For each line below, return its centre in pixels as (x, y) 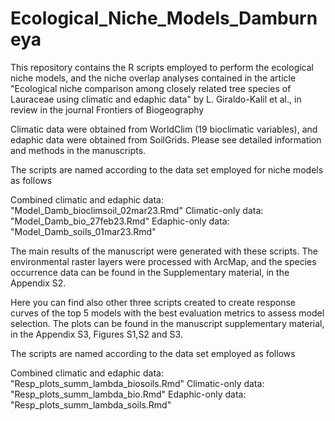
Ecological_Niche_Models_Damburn (164, 18)
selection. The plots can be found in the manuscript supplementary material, (167, 323)
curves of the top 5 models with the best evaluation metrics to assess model (167, 313)
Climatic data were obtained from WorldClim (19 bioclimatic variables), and (164, 129)
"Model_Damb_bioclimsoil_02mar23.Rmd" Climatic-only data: (137, 210)
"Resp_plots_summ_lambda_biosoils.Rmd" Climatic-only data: (137, 383)
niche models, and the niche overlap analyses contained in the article (153, 78)
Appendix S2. (38, 283)
